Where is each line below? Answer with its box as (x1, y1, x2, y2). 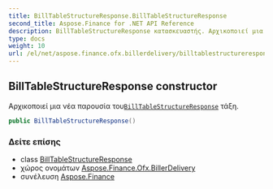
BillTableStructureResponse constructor (8, 79, 218, 93)
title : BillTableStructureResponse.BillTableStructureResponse (8, 11, 227, 20)
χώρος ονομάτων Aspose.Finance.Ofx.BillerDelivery (19, 163, 196, 173)
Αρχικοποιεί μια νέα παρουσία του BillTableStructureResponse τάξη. (8, 101, 240, 110)
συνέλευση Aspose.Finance (19, 171, 115, 181)
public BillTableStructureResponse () (8, 117, 136, 125)
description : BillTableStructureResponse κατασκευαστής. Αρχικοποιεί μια (8, 27, 264, 35)
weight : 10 (8, 42, 45, 50)
